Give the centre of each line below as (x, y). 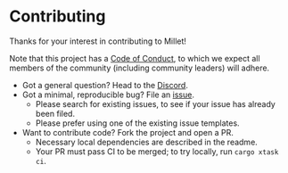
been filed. (55, 113)
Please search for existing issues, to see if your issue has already (156, 103)
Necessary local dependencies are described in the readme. (147, 142)
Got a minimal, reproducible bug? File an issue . (108, 95)
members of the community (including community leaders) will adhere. (140, 68)
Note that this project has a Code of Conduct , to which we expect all (135, 58)
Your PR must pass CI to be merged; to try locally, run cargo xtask (157, 151)
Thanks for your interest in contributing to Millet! (98, 41)
